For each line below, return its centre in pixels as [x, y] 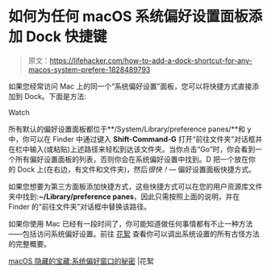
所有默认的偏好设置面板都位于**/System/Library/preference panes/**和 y [130, 129]
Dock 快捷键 [66, 37]
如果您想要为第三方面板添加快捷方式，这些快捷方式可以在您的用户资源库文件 [135, 186]
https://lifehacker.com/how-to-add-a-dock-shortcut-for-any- [151, 60]
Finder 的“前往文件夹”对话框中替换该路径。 [80, 206]
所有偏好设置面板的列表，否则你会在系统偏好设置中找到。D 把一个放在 [132, 159]
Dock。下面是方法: [55, 96]
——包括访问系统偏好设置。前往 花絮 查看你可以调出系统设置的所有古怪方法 [134, 234]
